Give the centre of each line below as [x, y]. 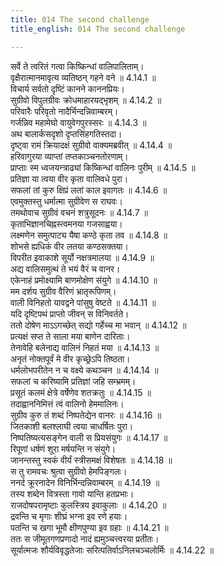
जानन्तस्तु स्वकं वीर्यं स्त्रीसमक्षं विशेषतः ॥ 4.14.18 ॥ [91, 460]
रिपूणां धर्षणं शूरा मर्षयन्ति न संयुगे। [63, 448]
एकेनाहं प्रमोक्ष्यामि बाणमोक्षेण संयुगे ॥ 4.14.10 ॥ [84, 280]
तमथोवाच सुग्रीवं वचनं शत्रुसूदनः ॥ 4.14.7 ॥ [79, 212]
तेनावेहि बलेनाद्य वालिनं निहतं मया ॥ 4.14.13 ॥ [85, 347]
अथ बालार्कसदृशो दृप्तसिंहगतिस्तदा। [66, 133]
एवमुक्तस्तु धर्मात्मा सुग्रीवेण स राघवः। [66, 201]
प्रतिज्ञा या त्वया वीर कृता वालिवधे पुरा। [69, 178]
